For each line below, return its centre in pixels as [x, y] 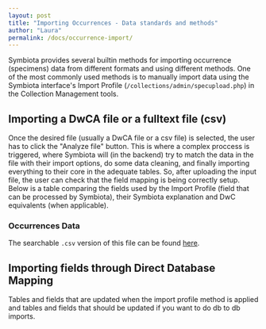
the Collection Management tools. [64, 94]
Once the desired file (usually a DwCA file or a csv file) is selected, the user [132, 138]
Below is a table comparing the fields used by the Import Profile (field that [129, 189]
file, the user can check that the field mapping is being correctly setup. [124, 180]
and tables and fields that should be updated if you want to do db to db [124, 308]
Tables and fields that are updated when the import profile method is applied [133, 300]
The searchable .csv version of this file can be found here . [104, 243]
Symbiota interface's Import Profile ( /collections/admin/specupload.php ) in [131, 86]
